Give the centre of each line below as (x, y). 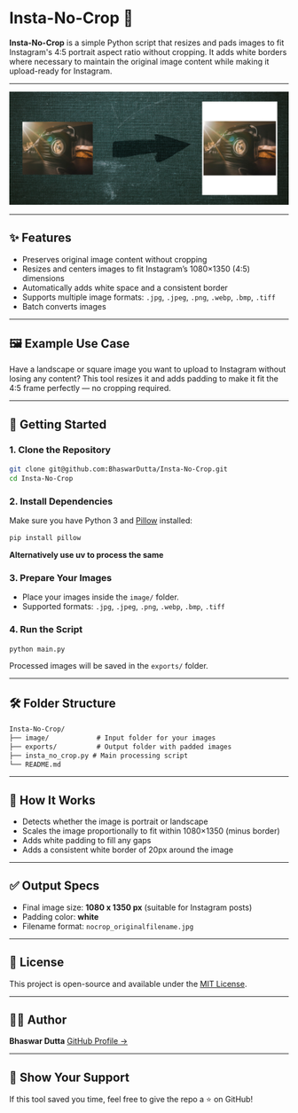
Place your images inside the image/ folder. (100, 597)
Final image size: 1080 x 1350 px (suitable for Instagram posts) (137, 907)
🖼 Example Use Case (70, 344)
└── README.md (35, 765)
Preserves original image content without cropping (114, 259)
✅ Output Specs (55, 886)
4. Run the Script (46, 630)
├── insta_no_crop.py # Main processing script (99, 756)
